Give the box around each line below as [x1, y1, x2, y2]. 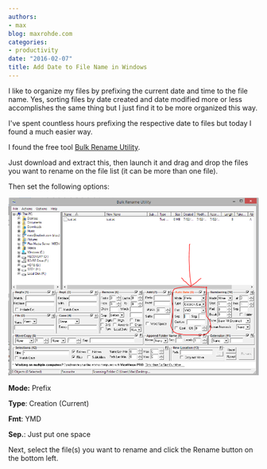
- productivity [8, 46, 59, 55]
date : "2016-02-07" [8, 55, 73, 63]
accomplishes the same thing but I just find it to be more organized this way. [8, 103, 258, 112]
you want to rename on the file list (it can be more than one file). [8, 166, 219, 175]
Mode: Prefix [8, 383, 52, 393]
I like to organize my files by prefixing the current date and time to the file [8, 86, 249, 96]
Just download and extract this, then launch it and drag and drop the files [8, 158, 249, 167]
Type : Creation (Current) [8, 398, 90, 408]
